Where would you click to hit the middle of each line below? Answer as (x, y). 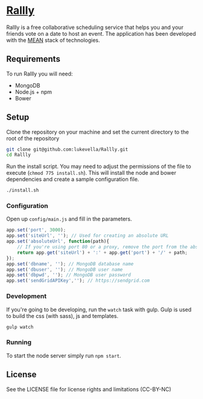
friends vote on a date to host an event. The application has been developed (101, 33)
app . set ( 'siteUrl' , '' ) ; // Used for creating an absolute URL (88, 236)
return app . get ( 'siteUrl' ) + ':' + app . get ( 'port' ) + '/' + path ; (102, 252)
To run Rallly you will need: (40, 74)
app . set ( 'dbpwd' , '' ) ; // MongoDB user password (69, 275)
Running (19, 342)
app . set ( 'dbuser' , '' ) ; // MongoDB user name (64, 270)
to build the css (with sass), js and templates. (63, 316)
